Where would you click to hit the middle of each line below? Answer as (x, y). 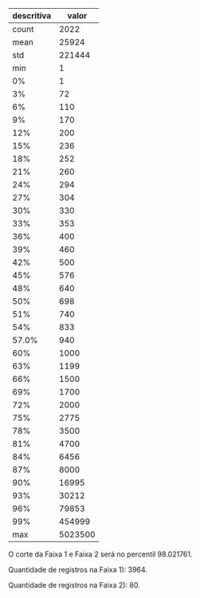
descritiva (32, 16)
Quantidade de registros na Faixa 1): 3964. (78, 570)
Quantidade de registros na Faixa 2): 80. (75, 585)
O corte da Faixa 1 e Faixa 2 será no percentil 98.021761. (100, 554)
